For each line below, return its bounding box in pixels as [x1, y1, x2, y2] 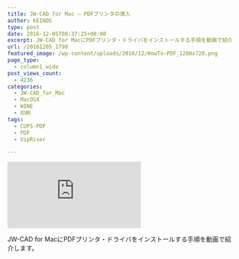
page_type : [7, 57, 40, 64]
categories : [7, 83, 43, 90]
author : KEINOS [7, 17, 53, 24]
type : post [7, 23, 40, 31]
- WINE [14, 103, 33, 110]
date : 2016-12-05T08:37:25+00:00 [7, 30, 107, 38]
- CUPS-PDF [14, 122, 46, 130]
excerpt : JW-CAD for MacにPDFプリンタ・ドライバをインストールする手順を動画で [7, 37, 223, 44]
